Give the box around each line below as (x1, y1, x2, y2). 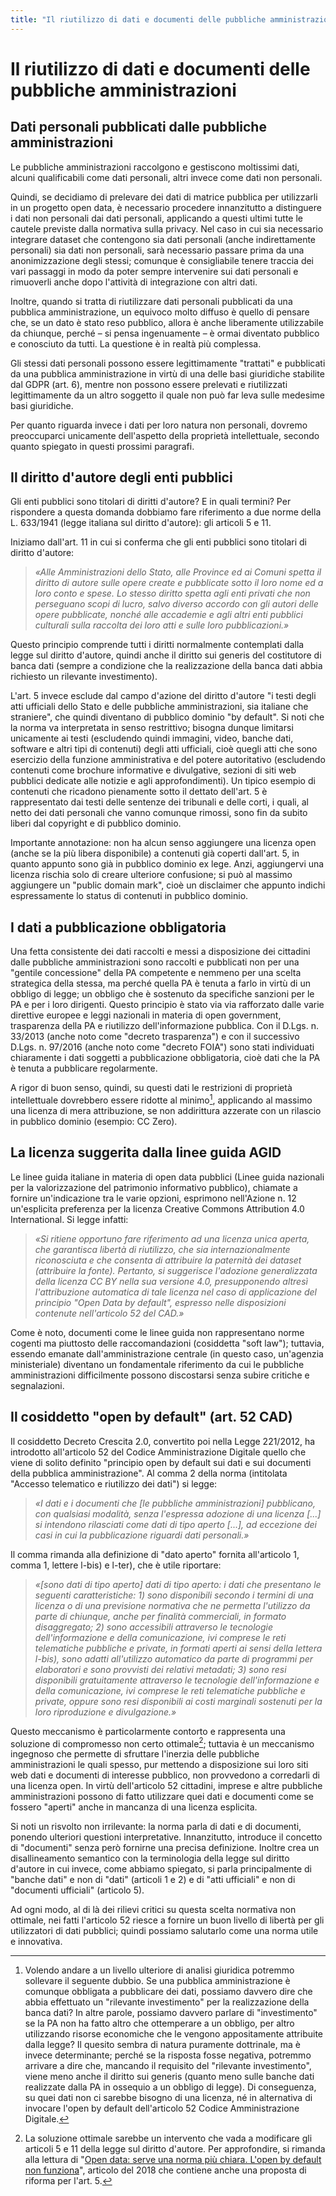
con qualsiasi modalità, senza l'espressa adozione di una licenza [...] (34, 1507, 322, 1520)
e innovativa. (10, 1936, 63, 1948)
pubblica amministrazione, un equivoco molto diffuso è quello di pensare (10, 306, 310, 318)
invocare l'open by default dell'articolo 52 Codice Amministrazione (24, 2102, 300, 2115)
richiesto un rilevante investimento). (10, 671, 158, 683)
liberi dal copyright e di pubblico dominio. (10, 817, 182, 830)
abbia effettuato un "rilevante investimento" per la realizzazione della (24, 1996, 310, 2008)
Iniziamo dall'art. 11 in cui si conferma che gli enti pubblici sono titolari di (10, 536, 307, 548)
